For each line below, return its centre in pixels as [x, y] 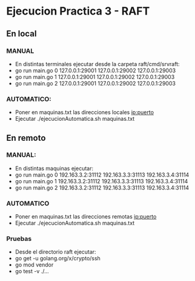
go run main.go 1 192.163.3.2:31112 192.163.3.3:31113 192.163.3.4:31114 [101, 181]
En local [21, 34]
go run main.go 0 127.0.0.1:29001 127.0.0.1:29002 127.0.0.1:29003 [95, 70]
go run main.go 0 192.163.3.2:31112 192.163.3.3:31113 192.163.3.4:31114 [102, 175]
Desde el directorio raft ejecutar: [55, 252]
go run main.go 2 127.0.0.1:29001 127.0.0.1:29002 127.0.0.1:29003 [95, 83]
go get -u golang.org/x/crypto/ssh [58, 259]
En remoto [26, 138]
